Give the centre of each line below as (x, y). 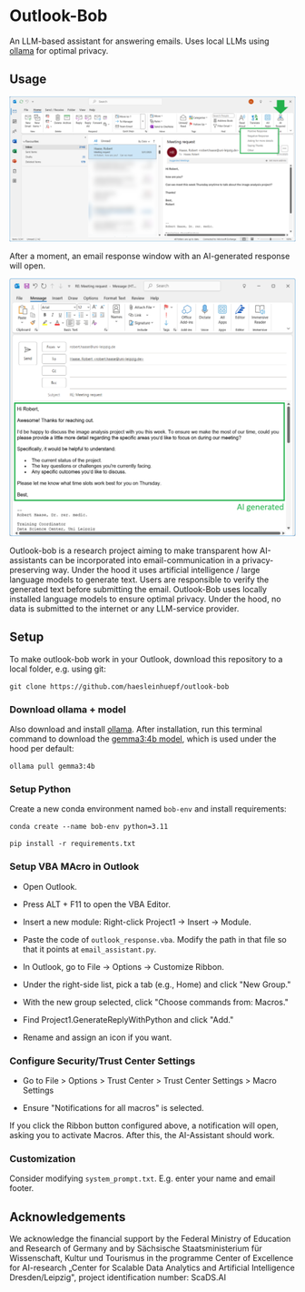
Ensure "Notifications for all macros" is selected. (113, 1108)
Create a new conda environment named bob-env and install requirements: (148, 809)
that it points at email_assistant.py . (89, 949)
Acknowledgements (68, 1217)
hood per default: (42, 749)
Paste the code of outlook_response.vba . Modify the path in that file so (155, 939)
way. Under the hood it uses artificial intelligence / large (156, 570)
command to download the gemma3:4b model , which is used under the (143, 739)
